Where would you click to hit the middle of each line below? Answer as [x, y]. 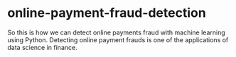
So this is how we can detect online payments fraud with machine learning [116, 32]
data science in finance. [42, 47]
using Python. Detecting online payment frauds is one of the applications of [118, 39]
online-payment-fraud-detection [107, 13]
